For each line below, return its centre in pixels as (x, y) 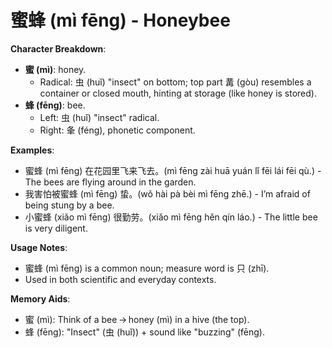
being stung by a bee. (69, 205)
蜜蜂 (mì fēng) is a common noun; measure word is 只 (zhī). (147, 268)
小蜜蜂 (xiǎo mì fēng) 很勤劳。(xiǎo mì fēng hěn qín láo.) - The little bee (171, 217)
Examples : (32, 150)
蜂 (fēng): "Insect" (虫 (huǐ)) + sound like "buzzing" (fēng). (144, 332)
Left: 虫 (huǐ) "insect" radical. (99, 117)
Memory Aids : (40, 298)
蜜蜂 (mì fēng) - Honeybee (120, 20)
